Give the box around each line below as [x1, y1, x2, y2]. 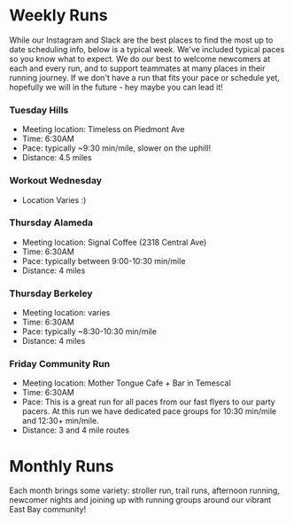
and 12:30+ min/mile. [21, 416, 99, 426]
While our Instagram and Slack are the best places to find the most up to [9, 35, 274, 45]
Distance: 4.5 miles [21, 152, 92, 163]
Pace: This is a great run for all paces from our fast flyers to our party [21, 396, 276, 408]
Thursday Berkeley [9, 287, 93, 300]
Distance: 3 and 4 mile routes [21, 425, 130, 435]
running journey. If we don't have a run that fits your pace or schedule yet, [9, 72, 281, 82]
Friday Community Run [9, 358, 111, 371]
